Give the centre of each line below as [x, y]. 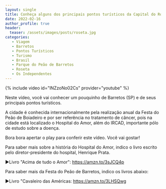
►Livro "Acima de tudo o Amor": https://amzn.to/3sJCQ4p [65, 162]
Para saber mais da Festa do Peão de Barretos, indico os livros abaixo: [77, 171]
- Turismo [22, 56]
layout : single [21, 10]
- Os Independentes [32, 74]
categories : [17, 38]
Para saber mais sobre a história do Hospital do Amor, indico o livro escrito [81, 147]
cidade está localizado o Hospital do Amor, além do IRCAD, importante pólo [82, 123]
